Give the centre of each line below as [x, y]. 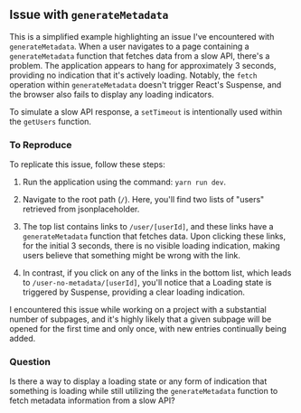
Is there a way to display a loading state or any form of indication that [138, 381]
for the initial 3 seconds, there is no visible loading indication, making [151, 246]
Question [30, 362]
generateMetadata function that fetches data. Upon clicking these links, [154, 236]
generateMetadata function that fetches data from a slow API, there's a [140, 56]
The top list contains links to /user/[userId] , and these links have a [148, 227]
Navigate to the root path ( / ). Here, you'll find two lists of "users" [143, 200]
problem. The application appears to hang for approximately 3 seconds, [143, 65]
